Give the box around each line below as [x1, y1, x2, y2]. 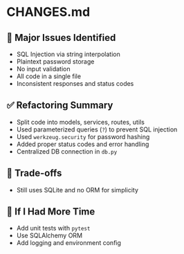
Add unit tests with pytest [16, 224, 91, 233]
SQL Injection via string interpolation [16, 50, 120, 58]
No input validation [16, 65, 71, 73]
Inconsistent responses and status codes [16, 80, 134, 87]
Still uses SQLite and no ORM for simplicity [16, 185, 139, 194]
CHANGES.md [6, 4, 91, 20]
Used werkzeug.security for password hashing [16, 132, 150, 140]
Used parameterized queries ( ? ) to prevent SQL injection [16, 125, 178, 134]
